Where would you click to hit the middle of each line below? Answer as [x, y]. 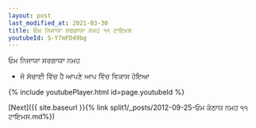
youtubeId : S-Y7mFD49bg [48, 38]
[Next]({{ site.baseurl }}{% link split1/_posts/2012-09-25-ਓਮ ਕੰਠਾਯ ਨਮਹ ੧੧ [128, 107]
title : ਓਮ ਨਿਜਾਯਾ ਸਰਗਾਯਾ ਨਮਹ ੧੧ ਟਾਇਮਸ [70, 30]
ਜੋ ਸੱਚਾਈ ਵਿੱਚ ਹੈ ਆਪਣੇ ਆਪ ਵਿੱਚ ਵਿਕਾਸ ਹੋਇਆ [84, 76]
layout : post [30, 16]
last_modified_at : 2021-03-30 [58, 23]
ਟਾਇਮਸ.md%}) [32, 117]
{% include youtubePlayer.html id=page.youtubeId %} [97, 92]
